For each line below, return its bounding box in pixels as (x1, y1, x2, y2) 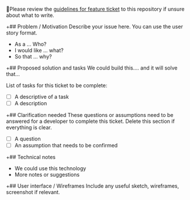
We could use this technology (14, 165, 87, 172)
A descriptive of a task (14, 94, 69, 100)
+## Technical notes (6, 154, 56, 161)
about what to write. (6, 12, 54, 19)
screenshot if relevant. (6, 189, 60, 196)
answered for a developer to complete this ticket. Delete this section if (6, 118, 175, 125)
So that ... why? (14, 53, 52, 60)
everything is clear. (6, 124, 52, 131)
